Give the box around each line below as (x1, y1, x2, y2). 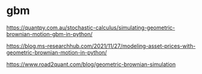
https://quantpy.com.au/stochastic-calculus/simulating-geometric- (6, 24, 176, 31)
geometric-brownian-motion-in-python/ (6, 48, 107, 56)
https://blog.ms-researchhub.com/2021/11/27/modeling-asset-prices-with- (6, 42, 196, 50)
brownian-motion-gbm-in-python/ (6, 30, 93, 37)
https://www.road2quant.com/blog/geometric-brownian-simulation (6, 61, 176, 68)
